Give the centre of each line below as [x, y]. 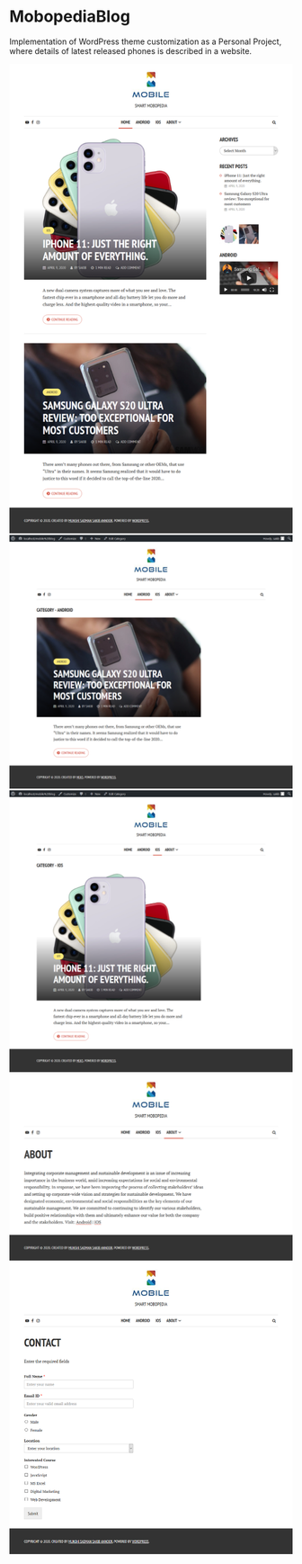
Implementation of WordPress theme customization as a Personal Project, [146, 41]
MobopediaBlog [70, 17]
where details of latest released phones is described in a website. [131, 50]
